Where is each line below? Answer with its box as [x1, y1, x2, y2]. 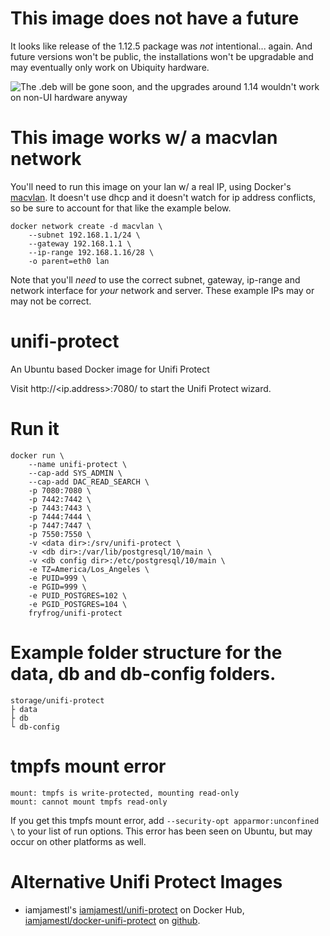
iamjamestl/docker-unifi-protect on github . [24, 914, 201, 926]
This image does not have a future [10, 7, 300, 30]
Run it [10, 418, 60, 440]
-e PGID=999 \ [28, 582, 87, 592]
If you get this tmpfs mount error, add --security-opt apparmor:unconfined [10, 814, 320, 826]
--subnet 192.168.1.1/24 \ [28, 230, 141, 240]
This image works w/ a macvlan [10, 127, 278, 149]
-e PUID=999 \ [28, 573, 87, 583]
